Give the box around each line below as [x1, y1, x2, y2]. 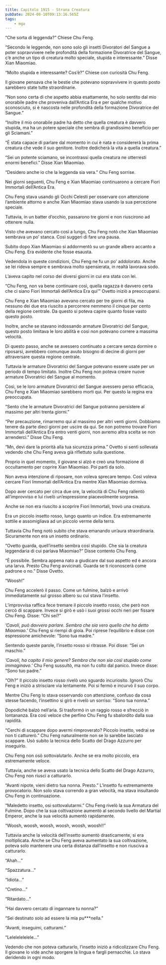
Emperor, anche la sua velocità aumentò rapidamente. [5, 813, 115, 819]
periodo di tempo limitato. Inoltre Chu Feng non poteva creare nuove [5, 369, 145, 375]
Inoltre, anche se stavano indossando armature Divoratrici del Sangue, [5, 323, 149, 329]
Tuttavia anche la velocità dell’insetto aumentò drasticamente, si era [5, 832, 144, 838]
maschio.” [5, 647, 26, 654]
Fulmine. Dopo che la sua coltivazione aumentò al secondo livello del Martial [5, 808, 161, 814]
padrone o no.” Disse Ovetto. [5, 568, 64, 574]
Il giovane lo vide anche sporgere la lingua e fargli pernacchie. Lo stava [5, 949, 151, 955]
